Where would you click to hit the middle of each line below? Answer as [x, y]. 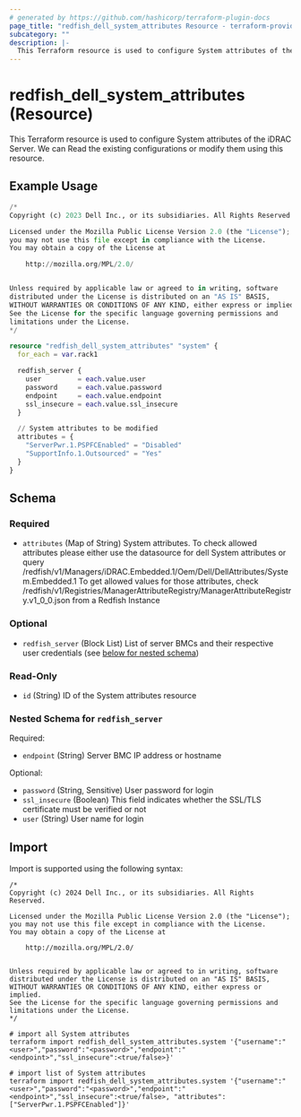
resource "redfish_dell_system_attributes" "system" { [114, 346]
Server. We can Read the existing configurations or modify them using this [146, 149]
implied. [26, 995]
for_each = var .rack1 [58, 355]
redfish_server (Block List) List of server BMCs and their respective [148, 643]
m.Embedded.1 [49, 581]
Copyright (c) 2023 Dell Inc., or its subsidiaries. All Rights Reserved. [152, 215]
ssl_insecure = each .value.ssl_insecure [102, 404]
